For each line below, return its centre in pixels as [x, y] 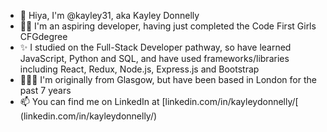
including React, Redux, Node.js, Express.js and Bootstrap [139, 69]
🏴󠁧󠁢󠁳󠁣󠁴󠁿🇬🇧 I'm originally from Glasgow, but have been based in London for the [168, 79]
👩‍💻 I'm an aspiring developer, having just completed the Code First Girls [168, 26]
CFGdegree [43, 36]
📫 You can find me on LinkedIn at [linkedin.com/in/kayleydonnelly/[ [159, 101]
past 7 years [45, 90]
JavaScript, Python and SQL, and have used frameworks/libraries [154, 58]
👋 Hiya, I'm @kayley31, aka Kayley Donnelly [109, 15]
